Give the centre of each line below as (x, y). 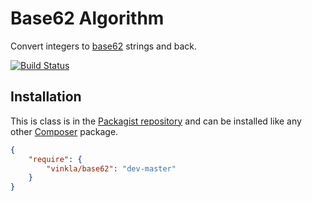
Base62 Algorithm (87, 18)
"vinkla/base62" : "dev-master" (111, 168)
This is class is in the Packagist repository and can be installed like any (156, 121)
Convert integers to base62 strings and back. (104, 46)
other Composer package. (64, 131)
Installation (46, 97)
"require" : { (55, 159)
